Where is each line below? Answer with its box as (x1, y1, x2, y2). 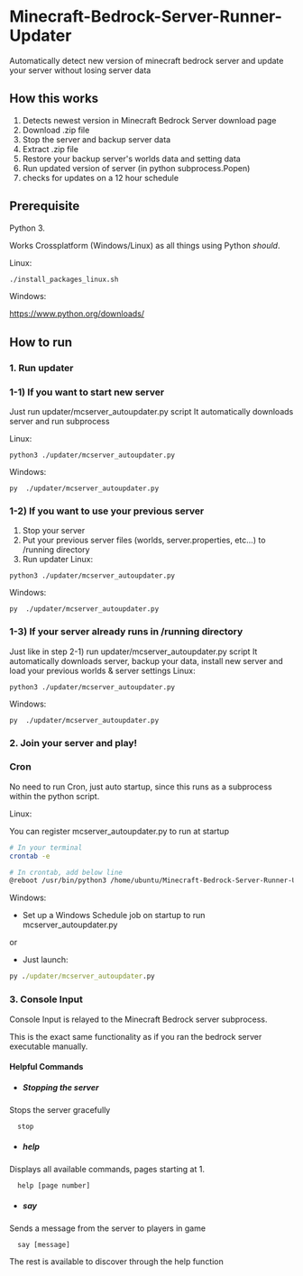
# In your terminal (9, 843, 83, 852)
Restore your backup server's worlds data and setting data (22, 153, 241, 164)
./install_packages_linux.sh (9, 275, 119, 284)
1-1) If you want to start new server (9, 386, 165, 398)
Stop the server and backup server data (22, 133, 171, 145)
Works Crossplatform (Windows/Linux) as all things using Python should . (9, 240, 280, 251)
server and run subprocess (9, 416, 110, 427)
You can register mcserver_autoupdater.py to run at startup (9, 825, 230, 836)
